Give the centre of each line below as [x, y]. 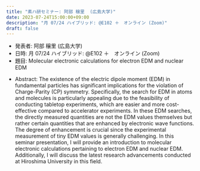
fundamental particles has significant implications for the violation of [99, 85]
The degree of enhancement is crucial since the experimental [90, 130]
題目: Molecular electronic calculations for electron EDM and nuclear [99, 61]
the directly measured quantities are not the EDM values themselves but [103, 117]
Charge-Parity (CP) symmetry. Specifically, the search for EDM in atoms [104, 92]
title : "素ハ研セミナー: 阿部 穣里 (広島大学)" [61, 12]
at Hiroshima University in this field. [59, 161]
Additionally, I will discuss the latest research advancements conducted [103, 155]
